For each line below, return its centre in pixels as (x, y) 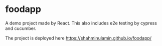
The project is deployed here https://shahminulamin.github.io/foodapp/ (78, 38)
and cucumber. (21, 28)
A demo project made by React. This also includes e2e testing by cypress (81, 23)
